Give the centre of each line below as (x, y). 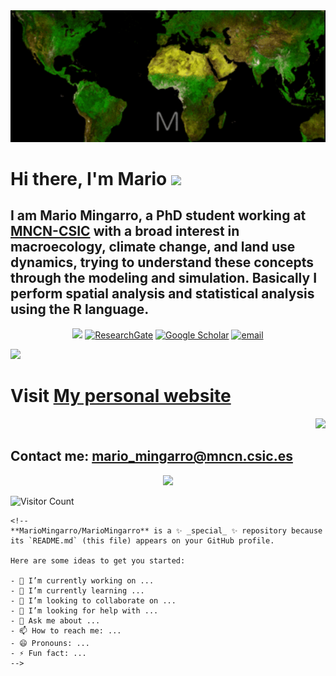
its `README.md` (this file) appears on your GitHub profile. (142, 540)
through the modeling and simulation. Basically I (164, 278)
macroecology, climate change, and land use (153, 247)
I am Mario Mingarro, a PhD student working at (158, 215)
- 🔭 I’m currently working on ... (82, 580)
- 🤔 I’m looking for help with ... (84, 610)
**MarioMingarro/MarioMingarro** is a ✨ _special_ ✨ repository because (166, 530)
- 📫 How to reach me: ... (66, 630)
